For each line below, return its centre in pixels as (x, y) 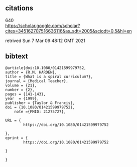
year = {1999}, (22, 98)
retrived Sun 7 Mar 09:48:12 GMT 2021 (45, 40)
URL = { (13, 120)
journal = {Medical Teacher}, (37, 81)
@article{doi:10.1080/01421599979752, (46, 68)
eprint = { (17, 138)
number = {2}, (20, 89)
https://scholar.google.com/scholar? (43, 25)
